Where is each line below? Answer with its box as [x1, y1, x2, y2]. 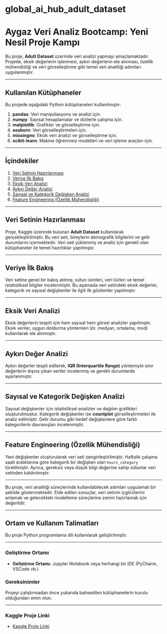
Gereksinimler [5, 578, 40, 585]
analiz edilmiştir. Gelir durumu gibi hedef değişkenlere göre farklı [5, 416, 138, 422]
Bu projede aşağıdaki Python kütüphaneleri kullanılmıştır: [5, 101, 121, 108]
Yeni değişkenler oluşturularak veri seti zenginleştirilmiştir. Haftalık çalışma [5, 454, 158, 460]
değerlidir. [5, 500, 26, 506]
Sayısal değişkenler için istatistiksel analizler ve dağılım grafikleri [5, 405, 137, 411]
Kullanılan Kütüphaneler [5, 88, 82, 97]
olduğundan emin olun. [5, 595, 52, 601]
